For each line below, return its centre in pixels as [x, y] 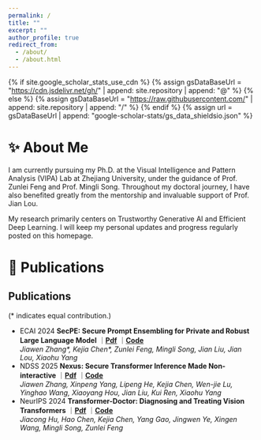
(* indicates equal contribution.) [60, 315]
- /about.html [38, 60]
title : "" [24, 23]
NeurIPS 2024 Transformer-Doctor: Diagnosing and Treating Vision [132, 401]
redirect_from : [33, 45]
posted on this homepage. [51, 235]
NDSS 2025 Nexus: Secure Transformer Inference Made [113, 366]
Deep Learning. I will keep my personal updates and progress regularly [123, 227]
